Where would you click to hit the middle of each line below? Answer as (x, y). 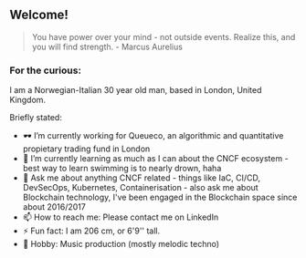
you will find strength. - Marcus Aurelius (107, 46)
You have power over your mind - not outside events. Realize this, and (164, 36)
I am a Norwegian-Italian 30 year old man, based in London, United (136, 90)
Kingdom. (28, 100)
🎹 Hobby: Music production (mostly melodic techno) (121, 244)
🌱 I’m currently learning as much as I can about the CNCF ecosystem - (156, 159)
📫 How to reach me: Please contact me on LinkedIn (121, 217)
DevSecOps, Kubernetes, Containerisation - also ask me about (140, 188)
